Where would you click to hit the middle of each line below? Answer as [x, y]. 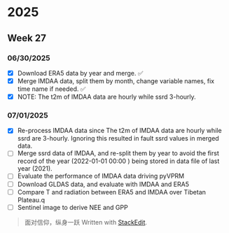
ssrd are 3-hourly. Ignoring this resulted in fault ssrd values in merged [118, 139]
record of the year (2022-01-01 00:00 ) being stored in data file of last [118, 161]
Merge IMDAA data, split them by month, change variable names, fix [116, 80]
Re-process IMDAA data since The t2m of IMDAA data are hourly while [119, 131]
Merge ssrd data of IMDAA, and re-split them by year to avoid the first [118, 153]
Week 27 [27, 38]
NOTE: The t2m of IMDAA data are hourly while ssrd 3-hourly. [106, 97]
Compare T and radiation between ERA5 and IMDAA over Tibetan [112, 192]
